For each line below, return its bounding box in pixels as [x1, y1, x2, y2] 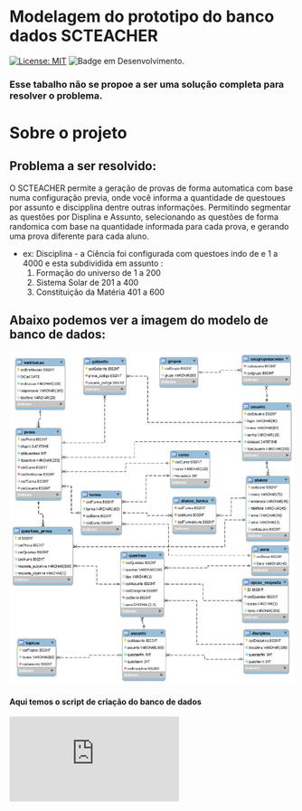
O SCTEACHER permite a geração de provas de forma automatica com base [9, 183, 294, 193]
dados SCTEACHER [9, 25, 158, 46]
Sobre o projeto [9, 123, 127, 144]
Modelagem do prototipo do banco [9, 6, 275, 27]
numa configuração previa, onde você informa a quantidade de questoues [9, 192, 287, 203]
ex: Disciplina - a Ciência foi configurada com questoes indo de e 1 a [22, 248, 278, 259]
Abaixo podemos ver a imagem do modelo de [9, 313, 269, 328]
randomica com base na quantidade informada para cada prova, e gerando [9, 221, 289, 231]
